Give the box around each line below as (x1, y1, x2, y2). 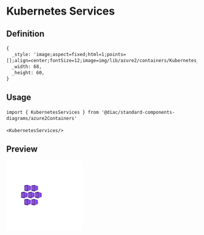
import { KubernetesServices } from (6, 109, 99, 115)
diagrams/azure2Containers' (6, 115, 78, 121)
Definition (6, 29, 44, 39)
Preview (6, 144, 38, 155)
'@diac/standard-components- (101, 109, 175, 115)
